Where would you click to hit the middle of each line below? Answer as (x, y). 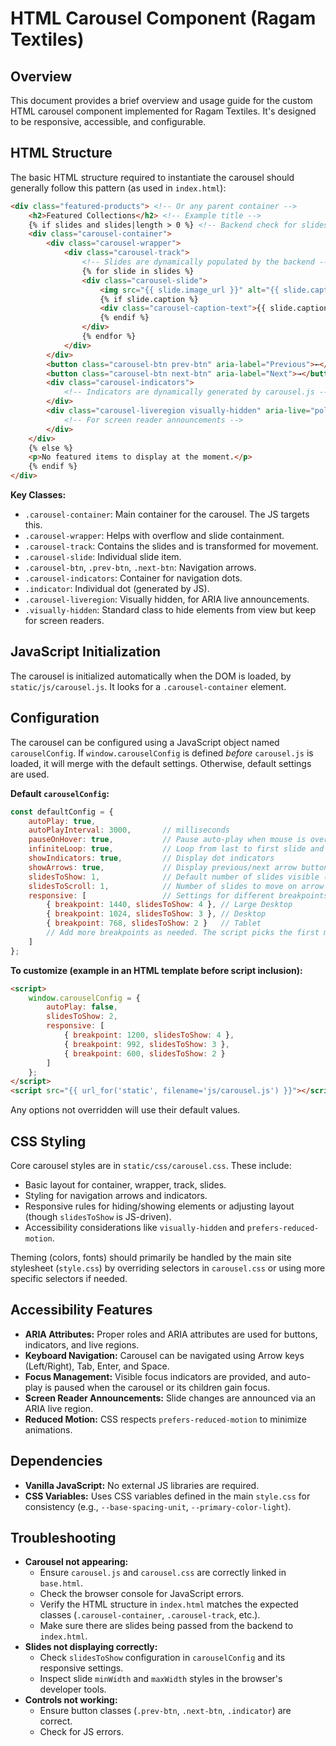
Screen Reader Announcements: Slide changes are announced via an (170, 1398)
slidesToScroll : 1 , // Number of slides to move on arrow (176, 886)
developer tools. (73, 1689)
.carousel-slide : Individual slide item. (103, 557)
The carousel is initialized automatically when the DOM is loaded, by (151, 676)
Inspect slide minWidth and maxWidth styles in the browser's (161, 1679)
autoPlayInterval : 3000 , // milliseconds (129, 830)
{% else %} (51, 448)
